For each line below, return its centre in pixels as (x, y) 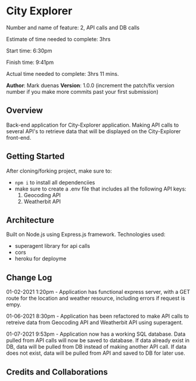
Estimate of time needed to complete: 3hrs (58, 39)
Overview (25, 111)
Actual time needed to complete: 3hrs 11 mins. (63, 73)
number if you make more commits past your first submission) (83, 91)
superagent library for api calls (52, 246)
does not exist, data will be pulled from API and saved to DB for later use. (96, 353)
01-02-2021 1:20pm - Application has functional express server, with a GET (98, 292)
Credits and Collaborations (57, 372)
